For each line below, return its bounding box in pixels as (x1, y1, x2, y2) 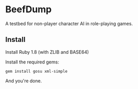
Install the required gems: (5, 59, 60, 65)
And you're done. (5, 78, 42, 84)
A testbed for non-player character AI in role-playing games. (5, 20, 133, 27)
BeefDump (5, 4, 52, 15)
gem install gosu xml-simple (5, 69, 68, 74)
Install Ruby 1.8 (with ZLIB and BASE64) (5, 49, 89, 55)
